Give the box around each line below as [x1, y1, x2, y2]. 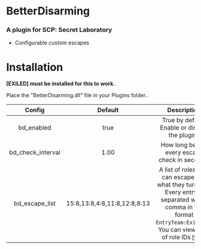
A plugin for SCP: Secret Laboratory [6, 26, 112, 34]
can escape [161, 173, 195, 181]
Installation [6, 60, 63, 74]
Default [97, 106, 119, 115]
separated [160, 196, 190, 204]
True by [162, 116, 184, 124]
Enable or [160, 124, 187, 132]
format [175, 211, 194, 219]
